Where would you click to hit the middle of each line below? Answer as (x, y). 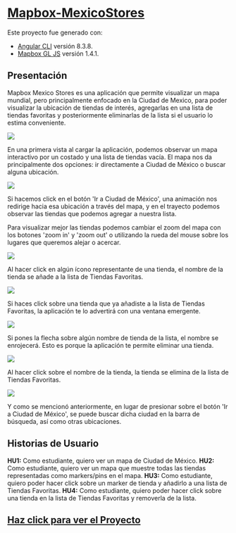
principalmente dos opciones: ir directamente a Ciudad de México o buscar (117, 164)
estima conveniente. (37, 123)
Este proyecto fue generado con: (55, 32)
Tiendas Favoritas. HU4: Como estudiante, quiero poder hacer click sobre (114, 490)
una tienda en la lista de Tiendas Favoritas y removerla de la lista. (102, 498)
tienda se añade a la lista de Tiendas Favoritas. (75, 277)
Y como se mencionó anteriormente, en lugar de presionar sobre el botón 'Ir (118, 406)
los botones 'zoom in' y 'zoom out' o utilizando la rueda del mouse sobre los (118, 234)
